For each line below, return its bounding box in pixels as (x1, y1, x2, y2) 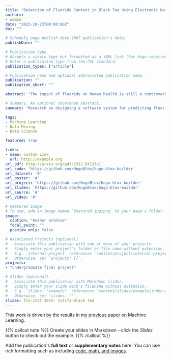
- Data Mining (5, 124, 36, 129)
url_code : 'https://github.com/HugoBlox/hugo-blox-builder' (5, 166, 136, 171)
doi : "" (5, 26, 22, 32)
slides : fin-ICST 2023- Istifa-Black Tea (5, 298, 95, 303)
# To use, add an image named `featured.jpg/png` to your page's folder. (5, 208, 165, 214)
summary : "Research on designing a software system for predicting (5, 105, 152, 111)
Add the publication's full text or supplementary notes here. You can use (5, 342, 160, 349)
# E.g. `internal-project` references (5, 251, 93, 256)
